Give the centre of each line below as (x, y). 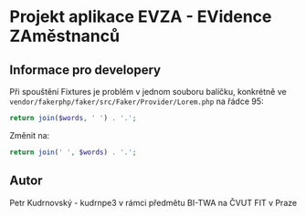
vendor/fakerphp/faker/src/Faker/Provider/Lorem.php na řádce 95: (137, 101)
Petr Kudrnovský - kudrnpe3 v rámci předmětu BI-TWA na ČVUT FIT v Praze (153, 202)
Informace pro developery (85, 70)
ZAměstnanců (65, 36)
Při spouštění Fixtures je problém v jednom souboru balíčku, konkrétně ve (148, 92)
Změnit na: (30, 135)
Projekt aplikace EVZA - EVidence (141, 17)
